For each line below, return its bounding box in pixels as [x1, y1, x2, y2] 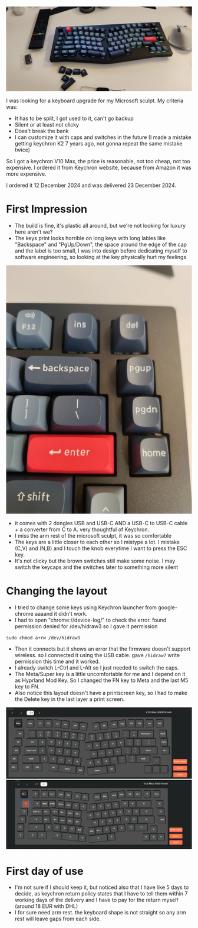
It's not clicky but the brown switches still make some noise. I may [14, 557, 176, 564]
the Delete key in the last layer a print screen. [14, 696, 125, 703]
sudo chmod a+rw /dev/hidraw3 [6, 635, 81, 641]
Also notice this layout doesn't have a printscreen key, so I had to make [14, 689, 187, 696]
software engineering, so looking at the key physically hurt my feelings [14, 253, 187, 260]
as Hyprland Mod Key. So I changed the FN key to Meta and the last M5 [14, 677, 189, 684]
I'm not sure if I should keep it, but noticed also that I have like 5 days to [14, 884, 189, 891]
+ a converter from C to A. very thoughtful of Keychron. [14, 526, 150, 533]
